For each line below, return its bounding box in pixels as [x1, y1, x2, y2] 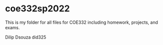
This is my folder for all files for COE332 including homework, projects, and [5, 19, 158, 25]
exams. [5, 24, 20, 30]
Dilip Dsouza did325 [5, 34, 46, 40]
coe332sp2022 [5, 3, 70, 14]
